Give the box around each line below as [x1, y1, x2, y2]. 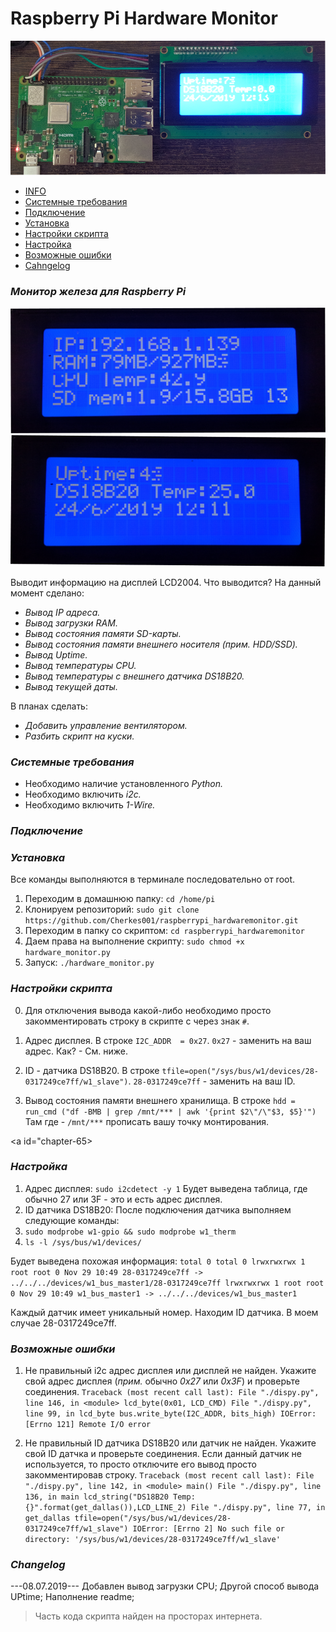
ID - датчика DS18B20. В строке [24, 1064, 160, 1076]
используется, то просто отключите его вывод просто [24, 1458, 257, 1471]
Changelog [10, 1558, 66, 1572]
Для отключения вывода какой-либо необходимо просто [24, 1004, 272, 1016]
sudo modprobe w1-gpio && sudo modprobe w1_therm [24, 1227, 237, 1237]
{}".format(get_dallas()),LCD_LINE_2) [24, 1503, 187, 1513]
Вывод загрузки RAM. [24, 617, 118, 629]
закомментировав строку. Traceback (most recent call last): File [24, 1469, 315, 1481]
